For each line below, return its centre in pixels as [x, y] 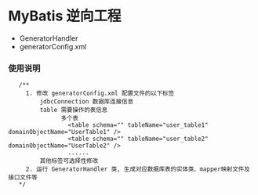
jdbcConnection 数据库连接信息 [87, 102]
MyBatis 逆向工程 [65, 16]
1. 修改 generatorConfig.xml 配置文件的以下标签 [100, 94]
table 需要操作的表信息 [74, 110]
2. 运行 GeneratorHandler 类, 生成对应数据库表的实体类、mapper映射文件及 [138, 169]
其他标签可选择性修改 [69, 161]
